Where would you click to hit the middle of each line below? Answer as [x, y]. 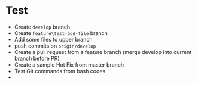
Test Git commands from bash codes [60, 71]
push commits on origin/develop [55, 46]
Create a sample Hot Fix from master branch [69, 64]
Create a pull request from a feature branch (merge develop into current [103, 52]
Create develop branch [42, 27]
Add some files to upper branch [53, 39]
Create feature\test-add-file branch [61, 33]
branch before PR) [37, 58]
